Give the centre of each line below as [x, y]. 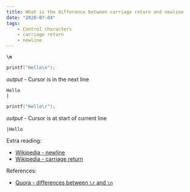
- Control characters [44, 29]
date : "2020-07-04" [31, 18]
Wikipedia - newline [40, 152]
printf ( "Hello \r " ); [31, 106]
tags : [13, 23]
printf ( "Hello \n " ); [31, 68]
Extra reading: [24, 140]
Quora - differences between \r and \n [64, 182]
